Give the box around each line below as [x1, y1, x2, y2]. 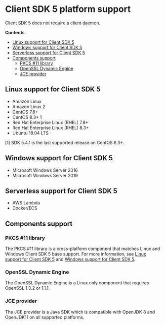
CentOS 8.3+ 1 [12, 114, 42, 120]
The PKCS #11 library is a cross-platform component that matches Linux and [5, 246, 161, 252]
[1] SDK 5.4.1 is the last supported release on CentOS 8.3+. [5, 139, 124, 145]
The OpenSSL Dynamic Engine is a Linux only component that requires [5, 280, 149, 286]
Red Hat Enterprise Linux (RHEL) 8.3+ [12, 125, 89, 130]
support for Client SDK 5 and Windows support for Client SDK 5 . [5, 257, 136, 262]
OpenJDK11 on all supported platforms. [5, 314, 84, 320]
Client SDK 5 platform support [5, 3, 131, 15]
